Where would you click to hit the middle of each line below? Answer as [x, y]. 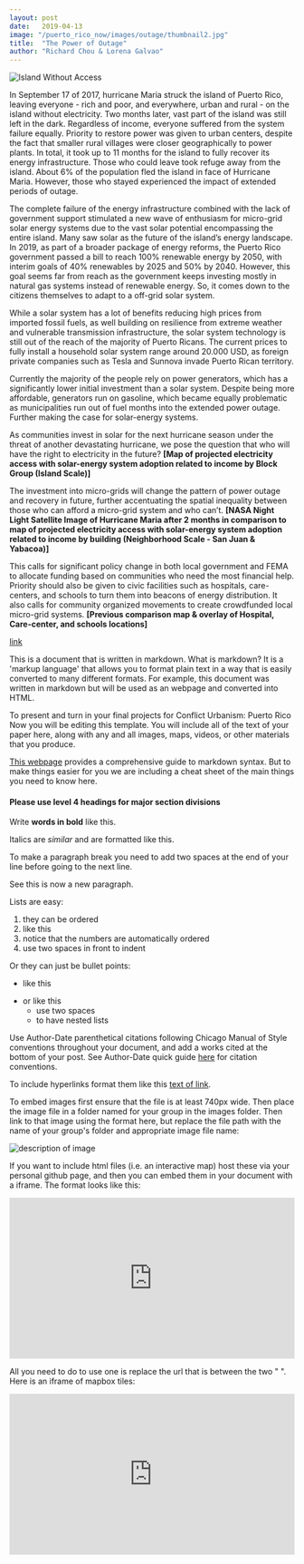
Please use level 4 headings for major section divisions [115, 801]
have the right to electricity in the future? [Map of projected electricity [141, 454]
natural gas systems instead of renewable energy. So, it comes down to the [150, 286]
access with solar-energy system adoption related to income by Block [143, 464]
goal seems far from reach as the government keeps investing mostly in [143, 277]
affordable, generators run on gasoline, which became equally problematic [148, 398]
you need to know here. [53, 782]
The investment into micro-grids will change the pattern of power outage [145, 491]
